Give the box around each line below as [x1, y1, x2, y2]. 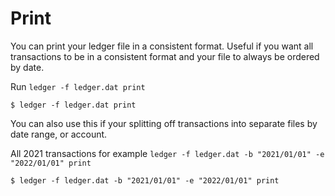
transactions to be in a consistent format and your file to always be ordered [10, 50, 320, 62]
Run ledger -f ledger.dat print [10, 80, 146, 92]
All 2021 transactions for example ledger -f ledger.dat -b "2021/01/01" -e [10, 147, 325, 159]
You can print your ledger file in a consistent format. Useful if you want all [10, 40, 314, 52]
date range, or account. [10, 128, 108, 140]
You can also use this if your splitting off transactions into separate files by [10, 117, 318, 129]
